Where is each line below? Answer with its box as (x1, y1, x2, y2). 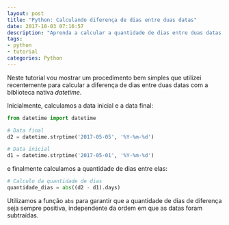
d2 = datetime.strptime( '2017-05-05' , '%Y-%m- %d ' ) (7, 133, 154, 141)
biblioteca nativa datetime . (7, 88, 82, 96)
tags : (7, 36, 23, 43)
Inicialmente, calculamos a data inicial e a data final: (7, 101, 154, 110)
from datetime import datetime (7, 115, 96, 121)
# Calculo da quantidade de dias (7, 178, 103, 185)
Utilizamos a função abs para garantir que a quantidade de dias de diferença (7, 196, 222, 204)
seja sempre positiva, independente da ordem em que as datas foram (7, 204, 203, 212)
